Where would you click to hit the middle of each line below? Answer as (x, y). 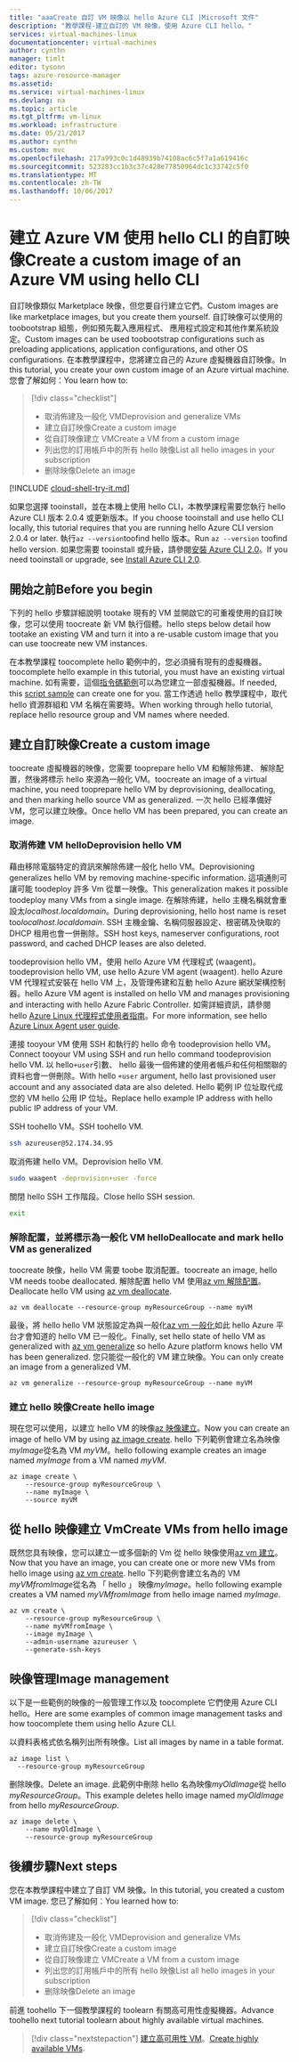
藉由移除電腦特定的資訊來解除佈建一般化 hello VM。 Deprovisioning (132, 866)
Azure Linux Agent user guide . (65, 1026)
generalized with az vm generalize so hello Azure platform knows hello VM (146, 1346)
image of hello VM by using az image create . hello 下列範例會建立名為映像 (145, 1440)
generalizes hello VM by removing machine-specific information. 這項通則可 (148, 877)
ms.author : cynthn (43, 142)
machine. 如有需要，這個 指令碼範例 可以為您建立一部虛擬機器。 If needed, (143, 682)
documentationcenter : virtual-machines (83, 42)
